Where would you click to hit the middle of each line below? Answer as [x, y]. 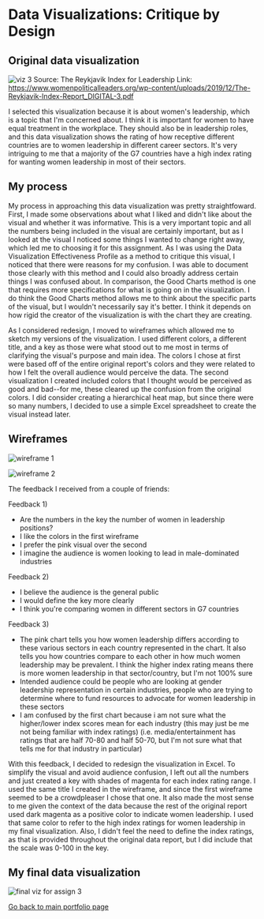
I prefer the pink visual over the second [83, 544]
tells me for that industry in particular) [81, 748]
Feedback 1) [28, 504]
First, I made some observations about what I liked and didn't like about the [130, 214]
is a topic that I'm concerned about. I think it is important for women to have [131, 120]
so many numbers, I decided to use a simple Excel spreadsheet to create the [132, 405]
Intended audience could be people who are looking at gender [121, 681]
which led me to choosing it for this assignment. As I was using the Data [125, 247]
